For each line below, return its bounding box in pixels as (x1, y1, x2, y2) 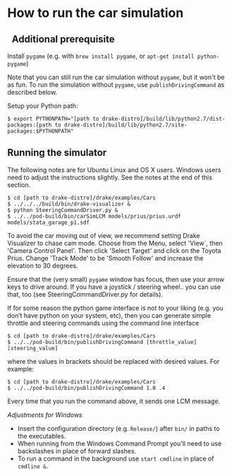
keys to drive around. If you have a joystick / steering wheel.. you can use (7, 282, 221, 291)
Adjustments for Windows (7, 410, 83, 419)
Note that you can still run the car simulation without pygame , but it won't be (7, 73, 225, 81)
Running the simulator (7, 147, 107, 159)
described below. (7, 88, 58, 96)
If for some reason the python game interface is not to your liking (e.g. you (7, 304, 224, 312)
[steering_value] (7, 345, 59, 352)
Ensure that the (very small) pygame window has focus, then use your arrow (7, 275, 225, 283)
